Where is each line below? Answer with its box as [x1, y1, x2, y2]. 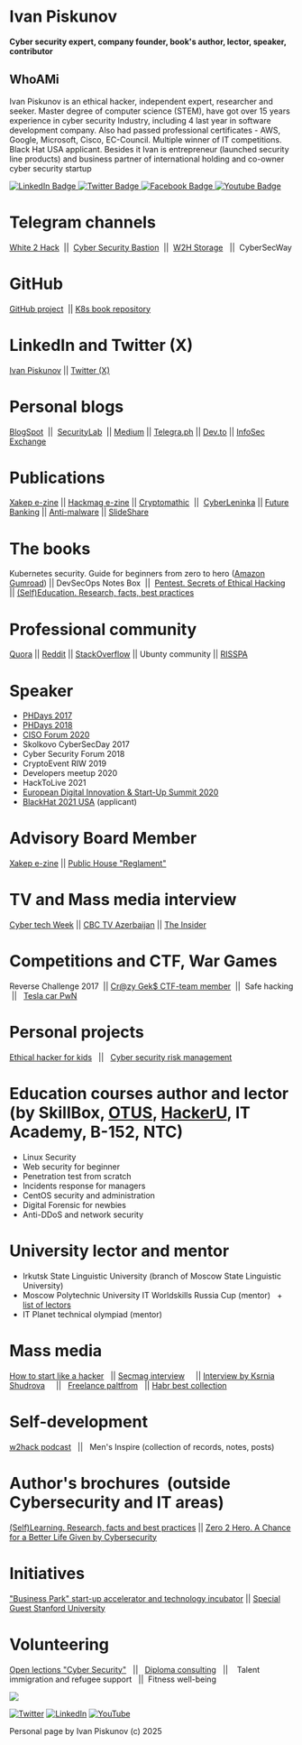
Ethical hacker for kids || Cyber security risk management [9, 1052, 233, 1062]
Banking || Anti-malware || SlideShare [9, 507, 149, 518]
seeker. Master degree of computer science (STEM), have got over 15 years [9, 106, 290, 116]
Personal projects [9, 1022, 144, 1043]
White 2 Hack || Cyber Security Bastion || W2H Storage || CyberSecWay [9, 242, 293, 253]
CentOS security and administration [22, 1189, 156, 1201]
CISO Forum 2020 [22, 729, 90, 741]
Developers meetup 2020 [22, 768, 118, 779]
